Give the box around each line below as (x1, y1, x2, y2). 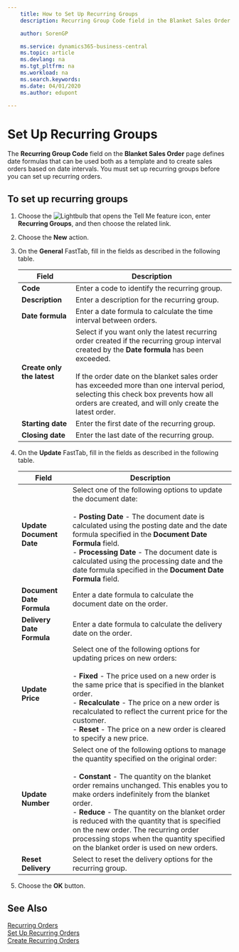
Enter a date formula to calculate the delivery (72, 619, 223, 629)
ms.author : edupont (20, 89, 78, 96)
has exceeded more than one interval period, (75, 380, 225, 390)
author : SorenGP (20, 30, 69, 37)
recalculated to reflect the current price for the (72, 706, 228, 716)
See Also (7, 902, 48, 914)
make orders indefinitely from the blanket (72, 790, 210, 800)
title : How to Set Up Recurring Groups (20, 10, 139, 18)
